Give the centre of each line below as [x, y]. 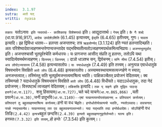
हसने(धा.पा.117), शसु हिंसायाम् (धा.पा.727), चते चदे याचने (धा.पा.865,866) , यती [72, 92]
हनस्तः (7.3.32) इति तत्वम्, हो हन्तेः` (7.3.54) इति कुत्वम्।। [53, 119]
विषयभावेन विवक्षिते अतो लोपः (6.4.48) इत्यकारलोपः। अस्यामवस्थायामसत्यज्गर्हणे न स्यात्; [73, 70]
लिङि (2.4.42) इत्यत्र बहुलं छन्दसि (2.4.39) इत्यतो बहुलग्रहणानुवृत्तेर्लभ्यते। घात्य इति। [69, 113]
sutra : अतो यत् [20, 14]
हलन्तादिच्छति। [141, 43]
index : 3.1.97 [20, 9]
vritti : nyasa [20, 18]
